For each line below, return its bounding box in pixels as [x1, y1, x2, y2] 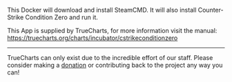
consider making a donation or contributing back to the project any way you [7, 61, 223, 69]
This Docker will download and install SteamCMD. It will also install [7, 6, 197, 14]
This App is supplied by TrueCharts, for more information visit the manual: [7, 27, 217, 34]
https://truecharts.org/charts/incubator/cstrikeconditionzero [7, 34, 178, 42]
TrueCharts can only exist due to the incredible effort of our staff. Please [7, 54, 213, 61]
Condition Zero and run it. [25, 13, 98, 21]
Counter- [197, 6, 224, 14]
